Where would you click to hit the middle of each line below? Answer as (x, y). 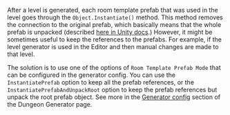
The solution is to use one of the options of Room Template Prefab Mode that (114, 68)
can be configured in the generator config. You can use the (92, 75)
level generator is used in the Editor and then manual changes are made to (113, 47)
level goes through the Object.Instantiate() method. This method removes (115, 17)
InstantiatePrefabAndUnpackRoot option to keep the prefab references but (112, 90)
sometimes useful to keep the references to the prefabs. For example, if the (115, 39)
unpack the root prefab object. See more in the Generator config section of (114, 97)
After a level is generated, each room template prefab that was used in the (113, 10)
